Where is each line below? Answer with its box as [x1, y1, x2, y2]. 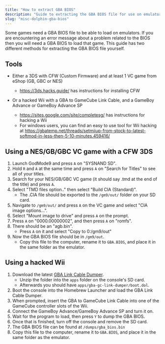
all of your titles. [12, 171, 45, 176]
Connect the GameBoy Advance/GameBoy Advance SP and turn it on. [12, 308, 154, 314]
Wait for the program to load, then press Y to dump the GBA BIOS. [12, 313, 145, 319]
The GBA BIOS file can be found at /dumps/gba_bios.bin [12, 324, 125, 330]
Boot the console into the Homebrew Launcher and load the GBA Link [12, 287, 153, 293]
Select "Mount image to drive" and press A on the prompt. [12, 213, 129, 218]
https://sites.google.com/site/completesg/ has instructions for [19, 112, 145, 118]
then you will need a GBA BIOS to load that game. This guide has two [5, 40, 145, 46]
